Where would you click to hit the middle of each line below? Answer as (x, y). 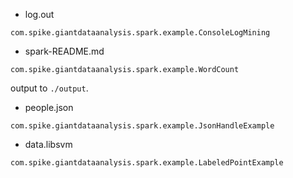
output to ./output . (49, 88)
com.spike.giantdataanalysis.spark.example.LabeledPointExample (147, 163)
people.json (49, 107)
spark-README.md (64, 51)
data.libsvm (48, 144)
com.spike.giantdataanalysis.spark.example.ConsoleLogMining (140, 33)
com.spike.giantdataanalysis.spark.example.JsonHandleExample (142, 126)
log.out (39, 14)
